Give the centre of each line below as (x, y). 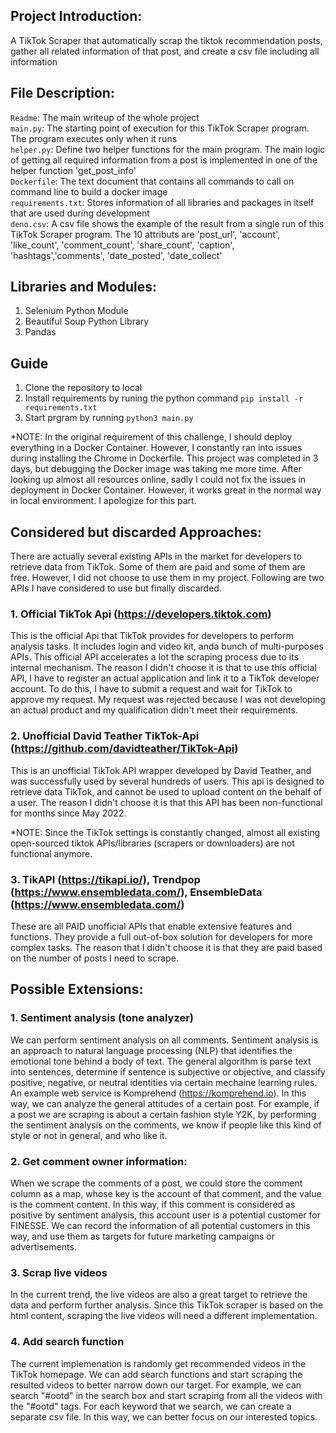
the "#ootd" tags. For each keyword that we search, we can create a (151, 1406)
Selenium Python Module (76, 311)
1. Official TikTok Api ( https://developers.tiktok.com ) (141, 614)
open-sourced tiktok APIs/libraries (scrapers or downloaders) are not (152, 843)
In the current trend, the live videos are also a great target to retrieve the (159, 1295)
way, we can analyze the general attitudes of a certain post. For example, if (165, 1103)
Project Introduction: (76, 16)
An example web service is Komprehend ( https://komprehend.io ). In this (158, 1093)
